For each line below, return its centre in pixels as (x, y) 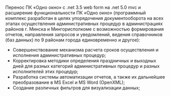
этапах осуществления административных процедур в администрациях (84, 23)
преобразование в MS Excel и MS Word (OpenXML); (69, 82)
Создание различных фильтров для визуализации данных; (76, 88)
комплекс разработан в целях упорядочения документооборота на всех (84, 18)
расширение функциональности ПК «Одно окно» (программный (76, 13)
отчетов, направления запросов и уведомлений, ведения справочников (84, 34)
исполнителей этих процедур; (46, 71)
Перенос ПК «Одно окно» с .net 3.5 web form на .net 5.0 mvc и (73, 7)
